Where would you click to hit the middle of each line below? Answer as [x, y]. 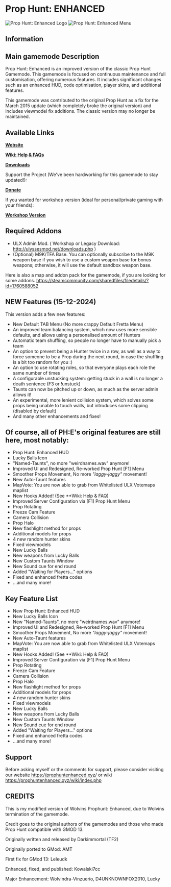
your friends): [20, 205]
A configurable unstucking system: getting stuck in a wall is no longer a [88, 378]
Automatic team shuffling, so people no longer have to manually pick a [87, 340]
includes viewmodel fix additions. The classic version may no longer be [80, 111]
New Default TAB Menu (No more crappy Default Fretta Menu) [78, 324]
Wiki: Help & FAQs [25, 155]
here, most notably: [37, 440]
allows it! [22, 395]
